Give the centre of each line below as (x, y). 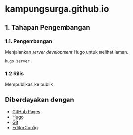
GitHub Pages (26, 111)
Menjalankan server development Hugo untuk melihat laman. (67, 52)
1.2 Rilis (14, 73)
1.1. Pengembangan (29, 41)
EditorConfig (25, 127)
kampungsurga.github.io (57, 9)
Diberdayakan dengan (40, 100)
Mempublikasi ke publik (29, 84)
